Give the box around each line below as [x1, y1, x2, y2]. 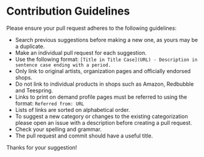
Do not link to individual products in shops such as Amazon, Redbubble [15, 80, 194, 88]
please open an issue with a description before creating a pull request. [15, 119, 192, 126]
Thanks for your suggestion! [6, 144, 77, 151]
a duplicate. [15, 43, 45, 50]
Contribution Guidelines [6, 4, 130, 18]
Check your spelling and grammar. [15, 125, 102, 133]
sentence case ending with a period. [15, 62, 111, 68]
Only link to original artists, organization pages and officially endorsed [15, 67, 191, 74]
